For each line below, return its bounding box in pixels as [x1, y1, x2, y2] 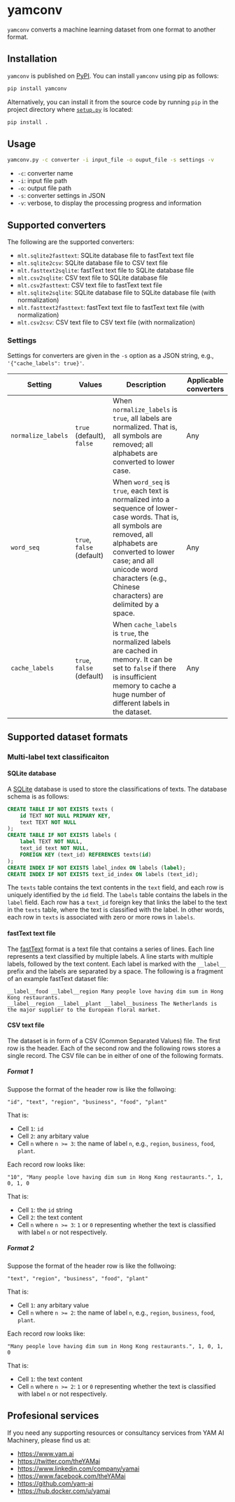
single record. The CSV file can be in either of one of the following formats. [7, 1051, 224, 1059]
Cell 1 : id [17, 1124, 44, 1133]
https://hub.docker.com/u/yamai [17, 1487, 111, 1495]
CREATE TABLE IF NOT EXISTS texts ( [7, 806, 114, 813]
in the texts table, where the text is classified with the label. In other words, [7, 906, 225, 914]
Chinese [113, 582, 140, 592]
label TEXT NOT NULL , [20, 838, 83, 845]
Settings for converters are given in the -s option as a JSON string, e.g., [7, 352, 215, 360]
